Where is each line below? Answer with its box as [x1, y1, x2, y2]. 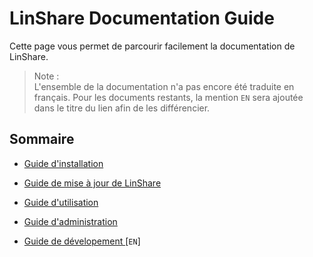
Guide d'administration [23, 215, 118, 227]
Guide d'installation [23, 157, 104, 169]
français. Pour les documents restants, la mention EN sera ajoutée [33, 91, 304, 103]
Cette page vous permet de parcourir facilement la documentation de [9, 40, 296, 52]
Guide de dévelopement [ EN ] [23, 235, 141, 247]
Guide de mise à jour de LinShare [23, 177, 162, 189]
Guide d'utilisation [23, 196, 99, 208]
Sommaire [9, 131, 75, 148]
